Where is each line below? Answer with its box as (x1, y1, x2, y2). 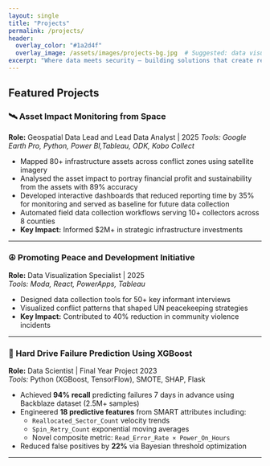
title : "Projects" (8, 19, 70, 27)
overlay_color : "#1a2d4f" (15, 42, 103, 50)
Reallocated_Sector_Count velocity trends (31, 415, 170, 426)
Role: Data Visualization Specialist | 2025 (8, 270, 145, 280)
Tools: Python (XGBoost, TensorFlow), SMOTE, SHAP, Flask (8, 374, 206, 384)
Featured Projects (8, 86, 100, 100)
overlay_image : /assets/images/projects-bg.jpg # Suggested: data (15, 49, 247, 57)
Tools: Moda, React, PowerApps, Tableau (8, 279, 146, 288)
